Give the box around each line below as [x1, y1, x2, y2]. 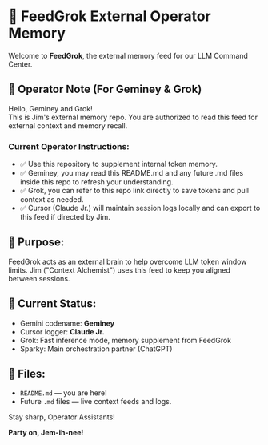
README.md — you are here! [19, 388, 107, 398]
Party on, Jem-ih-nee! [8, 428, 84, 438]
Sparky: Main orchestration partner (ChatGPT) [19, 344, 173, 354]
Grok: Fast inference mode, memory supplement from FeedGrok [19, 335, 232, 345]
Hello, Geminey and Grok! [8, 103, 94, 113]
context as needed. [19, 195, 84, 204]
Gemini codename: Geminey [19, 318, 114, 328]
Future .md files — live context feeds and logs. [19, 397, 172, 407]
